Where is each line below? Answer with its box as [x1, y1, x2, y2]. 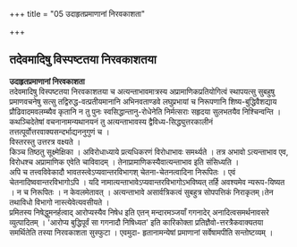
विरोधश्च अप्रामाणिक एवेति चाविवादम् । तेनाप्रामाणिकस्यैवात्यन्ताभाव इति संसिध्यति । [9, 157, 240, 167]
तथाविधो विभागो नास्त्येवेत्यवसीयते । [9, 197, 110, 208]
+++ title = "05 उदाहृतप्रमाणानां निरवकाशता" [9, 9, 146, 19]
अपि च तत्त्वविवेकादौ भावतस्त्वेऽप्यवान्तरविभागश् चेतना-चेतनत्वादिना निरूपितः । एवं [9, 166, 236, 177]
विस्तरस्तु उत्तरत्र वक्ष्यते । [9, 136, 81, 147]
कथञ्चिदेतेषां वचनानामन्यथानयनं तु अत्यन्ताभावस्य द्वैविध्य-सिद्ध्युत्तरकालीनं [9, 116, 213, 127]
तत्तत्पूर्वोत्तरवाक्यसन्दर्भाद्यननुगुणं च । [9, 126, 110, 137]
